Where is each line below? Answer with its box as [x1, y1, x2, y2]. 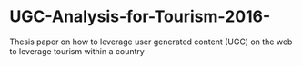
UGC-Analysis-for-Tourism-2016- [9, 6, 271, 27]
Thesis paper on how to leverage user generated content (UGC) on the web [9, 36, 293, 47]
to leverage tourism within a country [9, 45, 146, 56]
